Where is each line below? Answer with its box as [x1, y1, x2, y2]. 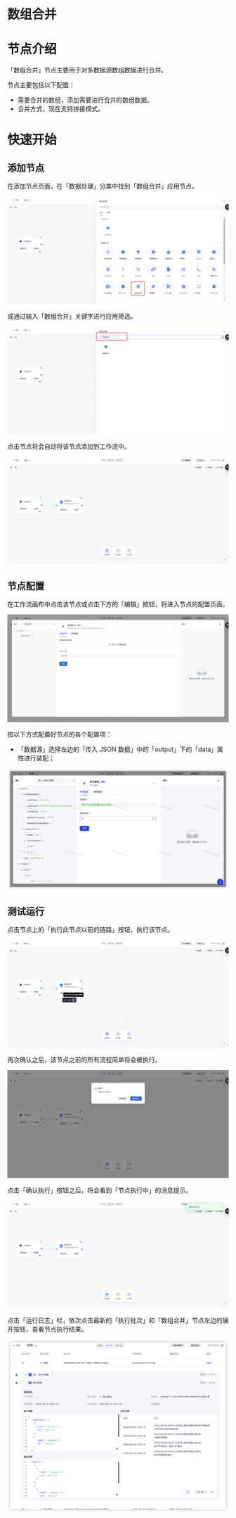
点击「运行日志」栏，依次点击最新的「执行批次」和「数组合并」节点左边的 [7, 1316, 223, 1325]
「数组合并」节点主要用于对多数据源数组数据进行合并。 [7, 66, 167, 75]
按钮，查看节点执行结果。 [13, 1325, 88, 1333]
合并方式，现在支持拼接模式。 [17, 105, 104, 113]
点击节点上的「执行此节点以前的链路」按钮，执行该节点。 [7, 926, 173, 934]
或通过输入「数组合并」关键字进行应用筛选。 [7, 312, 137, 321]
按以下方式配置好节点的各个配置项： [7, 730, 112, 739]
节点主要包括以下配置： [7, 81, 75, 89]
